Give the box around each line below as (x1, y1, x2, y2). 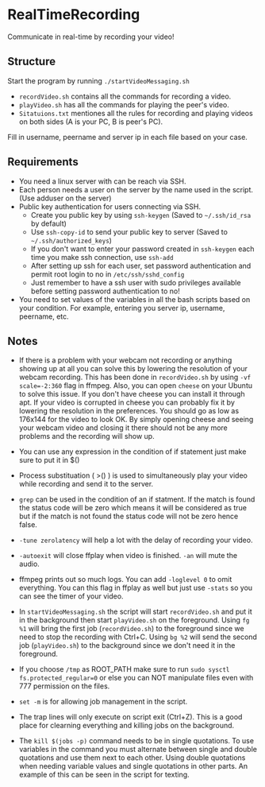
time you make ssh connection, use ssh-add (30, 252, 174, 262)
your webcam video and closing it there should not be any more (18, 423, 228, 432)
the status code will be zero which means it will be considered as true (18, 503, 248, 513)
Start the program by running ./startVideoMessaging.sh (7, 76, 190, 85)
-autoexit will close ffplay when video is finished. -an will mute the (18, 551, 238, 560)
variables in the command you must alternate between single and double (18, 745, 257, 754)
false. (18, 520, 37, 529)
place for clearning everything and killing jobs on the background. (18, 721, 235, 731)
